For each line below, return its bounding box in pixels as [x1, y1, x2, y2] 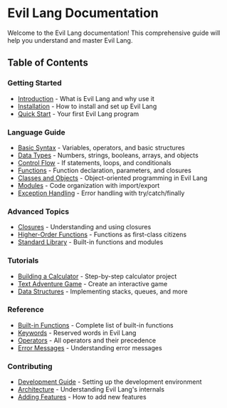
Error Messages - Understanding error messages [17, 343, 162, 352]
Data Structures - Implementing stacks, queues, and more [17, 287, 188, 295]
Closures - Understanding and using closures [17, 223, 152, 231]
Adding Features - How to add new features [17, 393, 147, 402]
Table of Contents [7, 57, 89, 69]
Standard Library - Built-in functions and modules [17, 238, 164, 246]
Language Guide [7, 127, 65, 137]
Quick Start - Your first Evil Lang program [17, 109, 139, 118]
